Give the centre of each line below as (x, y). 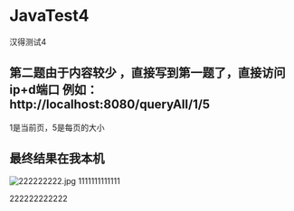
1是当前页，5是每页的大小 (57, 127)
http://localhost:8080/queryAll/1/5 (110, 105)
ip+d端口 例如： (54, 90)
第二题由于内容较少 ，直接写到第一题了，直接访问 (147, 73)
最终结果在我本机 (57, 159)
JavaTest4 (49, 16)
